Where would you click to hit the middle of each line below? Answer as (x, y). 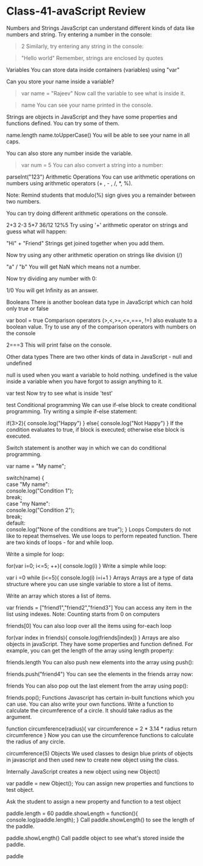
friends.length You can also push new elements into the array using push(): (100, 662)
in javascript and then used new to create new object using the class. (93, 760)
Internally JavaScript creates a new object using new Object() (83, 771)
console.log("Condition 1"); (40, 491)
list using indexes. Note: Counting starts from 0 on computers (83, 614)
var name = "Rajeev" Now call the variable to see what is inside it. (103, 93)
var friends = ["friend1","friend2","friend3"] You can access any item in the (99, 607)
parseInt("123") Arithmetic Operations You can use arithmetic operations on (101, 177)
